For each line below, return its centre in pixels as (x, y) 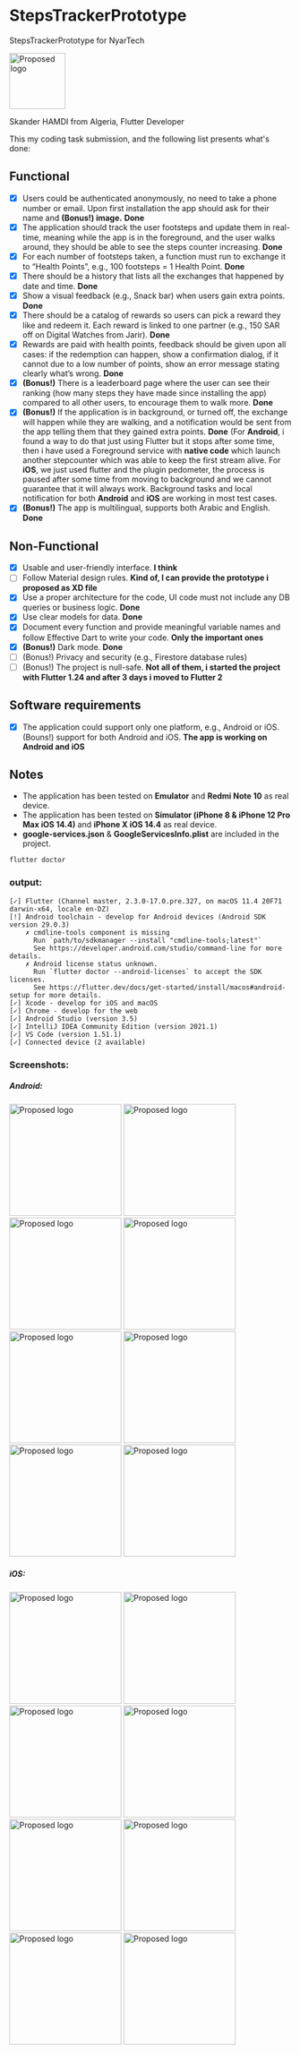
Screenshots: (39, 1065)
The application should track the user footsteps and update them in (146, 227)
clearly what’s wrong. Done (73, 373)
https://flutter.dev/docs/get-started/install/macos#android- (167, 987)
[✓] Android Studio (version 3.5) (74, 1018)
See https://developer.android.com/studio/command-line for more (157, 948)
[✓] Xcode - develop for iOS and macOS (84, 1003)
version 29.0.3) (39, 924)
